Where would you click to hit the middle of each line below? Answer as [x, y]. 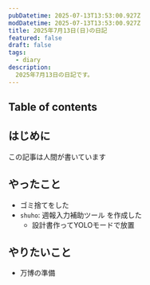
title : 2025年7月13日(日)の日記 [58, 30]
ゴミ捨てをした [44, 205]
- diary [28, 61]
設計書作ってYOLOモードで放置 [83, 224]
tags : [17, 53]
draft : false [30, 45]
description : [30, 68]
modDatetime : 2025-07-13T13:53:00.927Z [75, 23]
